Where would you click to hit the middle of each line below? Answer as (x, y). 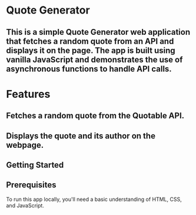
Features (28, 94)
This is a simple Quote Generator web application (98, 32)
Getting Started (35, 165)
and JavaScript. (25, 205)
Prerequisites (31, 185)
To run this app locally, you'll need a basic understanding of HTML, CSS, (94, 199)
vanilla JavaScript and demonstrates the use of (94, 59)
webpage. (25, 145)
